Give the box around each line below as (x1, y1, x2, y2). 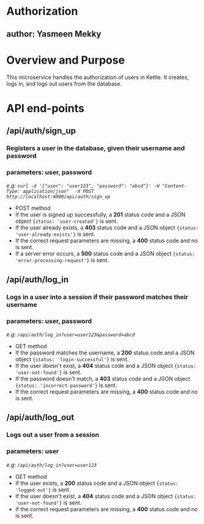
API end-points (6, 101, 84, 115)
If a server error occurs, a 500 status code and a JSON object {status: (15, 250, 195, 258)
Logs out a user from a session (6, 430, 100, 439)
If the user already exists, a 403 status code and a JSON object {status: (15, 224, 199, 231)
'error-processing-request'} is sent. (15, 256, 109, 264)
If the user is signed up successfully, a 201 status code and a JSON (15, 211, 186, 219)
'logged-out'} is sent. (15, 485, 71, 493)
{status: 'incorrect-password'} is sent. (15, 381, 117, 389)
